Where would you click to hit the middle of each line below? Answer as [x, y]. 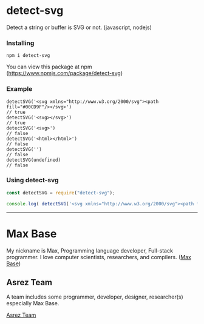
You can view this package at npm [49, 67]
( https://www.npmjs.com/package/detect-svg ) [65, 73]
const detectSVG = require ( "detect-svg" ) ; [61, 193]
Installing [20, 43]
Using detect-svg [32, 180]
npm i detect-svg [28, 56]
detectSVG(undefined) [34, 160]
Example [19, 89]
